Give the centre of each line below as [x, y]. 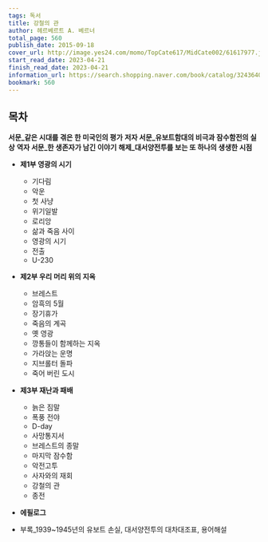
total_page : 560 [35, 38]
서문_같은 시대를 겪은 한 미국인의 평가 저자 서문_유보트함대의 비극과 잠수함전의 [128, 137]
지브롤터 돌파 [52, 363]
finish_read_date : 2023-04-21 [59, 68]
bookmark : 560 [32, 82]
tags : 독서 [25, 16]
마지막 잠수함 [52, 456]
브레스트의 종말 [55, 446]
